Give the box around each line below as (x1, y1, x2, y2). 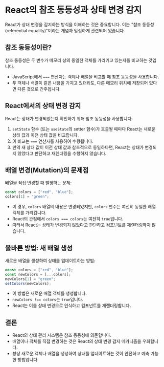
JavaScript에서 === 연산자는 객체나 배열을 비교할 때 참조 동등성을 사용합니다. (12, 74, 159, 80)
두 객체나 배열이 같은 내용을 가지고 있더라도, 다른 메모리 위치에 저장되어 (12, 80, 148, 86)
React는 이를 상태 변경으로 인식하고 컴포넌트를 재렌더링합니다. (12, 302, 131, 308)
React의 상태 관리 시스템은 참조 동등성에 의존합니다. (12, 332, 112, 338)
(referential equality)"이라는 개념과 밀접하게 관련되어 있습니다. (5, 27, 125, 33)
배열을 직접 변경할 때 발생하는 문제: (5, 180, 72, 186)
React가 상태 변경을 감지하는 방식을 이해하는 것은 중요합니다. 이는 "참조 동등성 (5, 22, 154, 27)
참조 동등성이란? (5, 43, 52, 52)
